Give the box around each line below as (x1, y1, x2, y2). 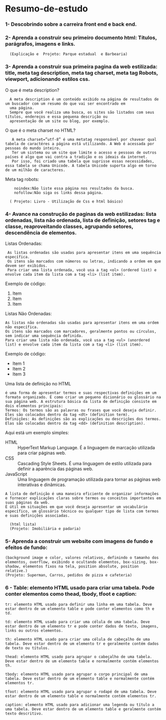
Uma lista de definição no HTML (5, 381, 71, 386)
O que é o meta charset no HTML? (5, 127, 76, 133)
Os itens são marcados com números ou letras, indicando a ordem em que (7, 259, 162, 264)
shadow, (5, 564, 21, 569)
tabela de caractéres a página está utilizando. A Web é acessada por (5, 141, 155, 146)
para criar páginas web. (17, 450, 66, 456)
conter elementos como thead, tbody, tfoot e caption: (5, 590, 137, 597)
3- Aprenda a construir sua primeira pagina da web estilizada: (5, 63, 158, 70)
